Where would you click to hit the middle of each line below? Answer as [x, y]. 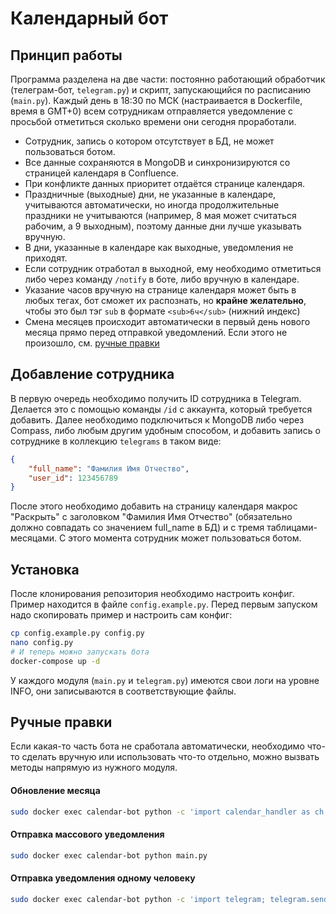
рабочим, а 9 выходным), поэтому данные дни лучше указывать [163, 226]
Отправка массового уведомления [87, 834]
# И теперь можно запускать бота [80, 652]
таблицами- [292, 528]
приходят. [46, 258]
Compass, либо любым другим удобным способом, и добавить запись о [165, 430]
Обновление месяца [55, 791]
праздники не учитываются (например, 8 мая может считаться [160, 215]
